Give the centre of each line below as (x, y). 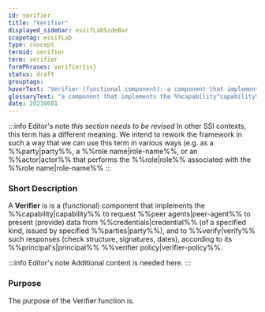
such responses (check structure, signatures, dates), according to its (120, 239)
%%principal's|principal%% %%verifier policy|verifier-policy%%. (116, 248)
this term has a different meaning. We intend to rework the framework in (125, 134)
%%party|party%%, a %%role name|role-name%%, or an (103, 152)
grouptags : (26, 81)
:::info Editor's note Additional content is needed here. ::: (100, 263)
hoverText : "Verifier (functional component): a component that (116, 89)
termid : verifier (37, 52)
